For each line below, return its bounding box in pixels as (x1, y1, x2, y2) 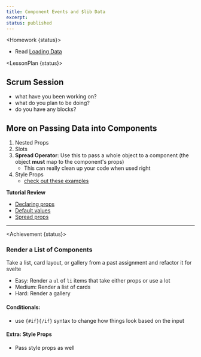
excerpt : (6, 14, 28, 20)
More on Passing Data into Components (6, 123, 157, 133)
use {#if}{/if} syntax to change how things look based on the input (14, 317, 184, 324)
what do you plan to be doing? (14, 100, 90, 107)
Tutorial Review (6, 189, 46, 196)
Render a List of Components (6, 245, 93, 254)
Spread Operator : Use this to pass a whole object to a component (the (14, 152, 190, 159)
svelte (6, 265, 22, 273)
